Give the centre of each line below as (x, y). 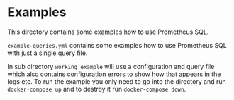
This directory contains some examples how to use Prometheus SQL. (108, 32)
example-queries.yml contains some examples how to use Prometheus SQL (117, 45)
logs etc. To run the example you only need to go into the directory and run (117, 81)
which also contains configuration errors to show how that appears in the (114, 74)
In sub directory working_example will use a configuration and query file (111, 66)
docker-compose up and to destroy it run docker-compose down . (97, 89)
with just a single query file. (48, 53)
